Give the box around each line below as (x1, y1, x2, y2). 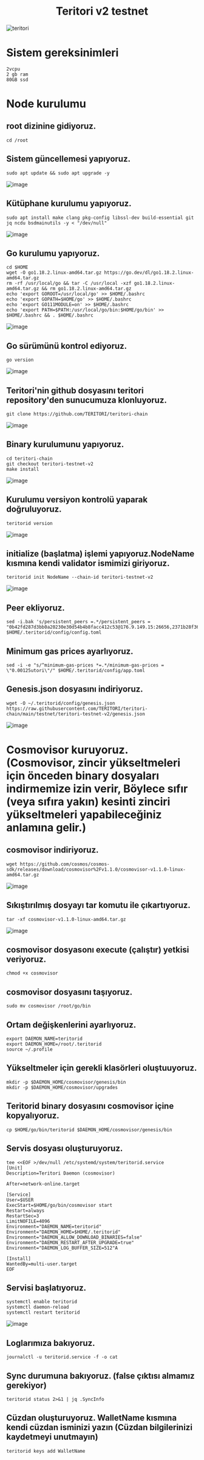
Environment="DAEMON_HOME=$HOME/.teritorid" (6, 1229, 121, 1235)
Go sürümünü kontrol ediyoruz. (6, 340, 127, 351)
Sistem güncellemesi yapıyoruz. (6, 154, 131, 164)
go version (6, 357, 34, 363)
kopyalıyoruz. (6, 1111, 59, 1121)
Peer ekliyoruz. (6, 603, 65, 613)
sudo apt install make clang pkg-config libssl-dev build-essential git (6, 215, 194, 221)
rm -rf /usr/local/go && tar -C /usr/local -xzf (6, 281, 132, 287)
